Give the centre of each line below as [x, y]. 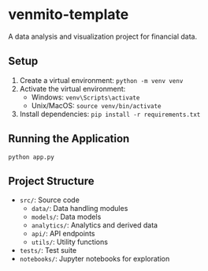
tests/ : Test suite [48, 250]
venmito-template [69, 15]
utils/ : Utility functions [70, 242]
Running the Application [69, 139]
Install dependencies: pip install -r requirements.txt [110, 114]
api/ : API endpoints [63, 234]
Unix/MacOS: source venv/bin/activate [96, 105]
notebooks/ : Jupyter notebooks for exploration [95, 259]
